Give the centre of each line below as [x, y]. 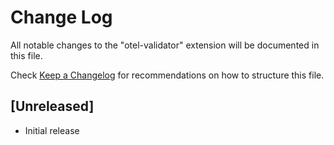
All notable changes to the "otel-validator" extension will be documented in [165, 45]
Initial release [52, 130]
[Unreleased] [52, 106]
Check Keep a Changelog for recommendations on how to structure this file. [167, 75]
